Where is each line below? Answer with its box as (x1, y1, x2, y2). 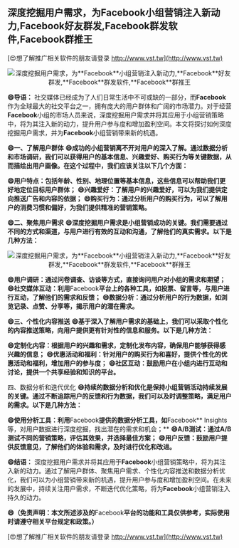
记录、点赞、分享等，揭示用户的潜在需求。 (13, 302, 139, 310)
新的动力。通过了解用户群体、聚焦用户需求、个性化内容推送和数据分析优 (13, 466, 225, 475)
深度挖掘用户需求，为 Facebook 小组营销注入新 (7, 6, 211, 19)
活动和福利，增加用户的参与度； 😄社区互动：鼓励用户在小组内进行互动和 (13, 359, 228, 367)
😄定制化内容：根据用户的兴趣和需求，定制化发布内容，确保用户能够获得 (7, 341, 220, 349)
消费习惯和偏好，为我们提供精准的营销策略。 (19, 203, 151, 211)
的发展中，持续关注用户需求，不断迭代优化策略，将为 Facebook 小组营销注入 (7, 484, 230, 492)
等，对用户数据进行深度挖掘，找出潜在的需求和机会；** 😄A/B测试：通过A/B (7, 424, 232, 433)
